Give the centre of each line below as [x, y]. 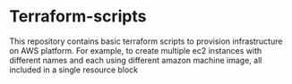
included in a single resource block [74, 70]
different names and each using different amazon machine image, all [136, 60]
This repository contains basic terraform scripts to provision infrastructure [146, 41]
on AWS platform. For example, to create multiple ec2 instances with [136, 50]
